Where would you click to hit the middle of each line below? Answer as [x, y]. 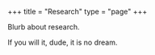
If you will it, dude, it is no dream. [63, 42]
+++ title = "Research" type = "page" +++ [77, 12]
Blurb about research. [44, 27]
